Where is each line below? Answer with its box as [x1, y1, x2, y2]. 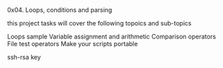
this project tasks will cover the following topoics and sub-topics [7, 19, 192, 27]
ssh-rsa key [7, 53, 42, 61]
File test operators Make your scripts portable [7, 40, 138, 47]
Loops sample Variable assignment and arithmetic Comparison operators [7, 32, 217, 41]
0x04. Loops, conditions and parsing [7, 6, 113, 14]
